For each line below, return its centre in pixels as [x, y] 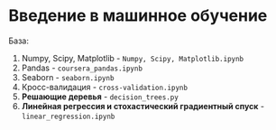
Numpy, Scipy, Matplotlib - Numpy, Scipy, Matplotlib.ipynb [133, 58]
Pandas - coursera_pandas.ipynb [82, 68]
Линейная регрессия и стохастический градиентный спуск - [143, 106]
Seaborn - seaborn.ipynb [68, 77]
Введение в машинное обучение [138, 16]
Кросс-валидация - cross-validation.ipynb [105, 87]
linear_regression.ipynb [68, 116]
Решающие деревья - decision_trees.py [100, 97]
